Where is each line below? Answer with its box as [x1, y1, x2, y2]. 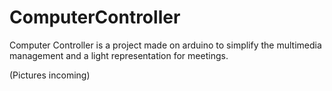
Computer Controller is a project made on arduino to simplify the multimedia [9, 39, 322, 51]
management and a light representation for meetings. [9, 49, 229, 61]
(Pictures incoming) [9, 69, 91, 81]
